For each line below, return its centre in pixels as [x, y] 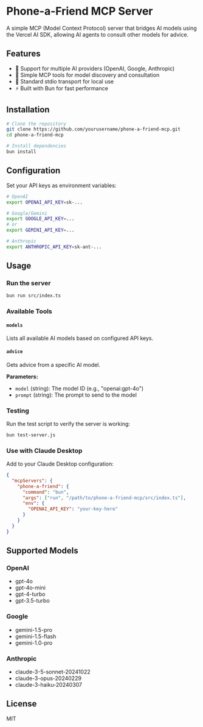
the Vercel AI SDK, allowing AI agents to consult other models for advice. [98, 34]
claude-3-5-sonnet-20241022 [53, 672]
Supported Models [42, 551]
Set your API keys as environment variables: [61, 185]
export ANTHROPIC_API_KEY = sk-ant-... [54, 247]
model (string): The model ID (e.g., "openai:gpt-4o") [79, 388]
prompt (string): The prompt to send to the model [76, 395]
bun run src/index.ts [34, 296]
